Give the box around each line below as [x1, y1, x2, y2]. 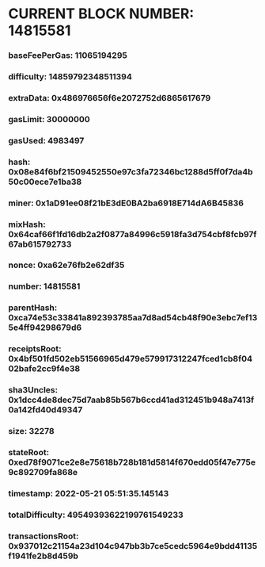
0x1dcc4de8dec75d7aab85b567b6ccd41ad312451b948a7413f [8, 394, 255, 405]
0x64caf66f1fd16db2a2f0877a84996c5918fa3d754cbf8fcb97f [8, 228, 257, 239]
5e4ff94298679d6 [8, 322, 82, 333]
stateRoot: [8, 447, 50, 458]
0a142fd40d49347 [8, 404, 83, 416]
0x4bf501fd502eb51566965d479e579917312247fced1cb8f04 [8, 354, 253, 365]
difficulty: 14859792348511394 [8, 71, 133, 82]
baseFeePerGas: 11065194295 [8, 50, 128, 61]
